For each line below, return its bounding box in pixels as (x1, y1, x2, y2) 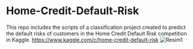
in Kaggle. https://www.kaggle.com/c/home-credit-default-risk (6, 36, 159, 43)
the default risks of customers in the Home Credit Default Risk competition (6, 30, 187, 37)
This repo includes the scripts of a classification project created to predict (6, 24, 186, 31)
